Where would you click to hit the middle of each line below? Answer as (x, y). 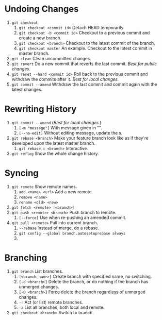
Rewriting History (40, 109)
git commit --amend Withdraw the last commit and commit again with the (84, 84)
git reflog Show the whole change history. (55, 153)
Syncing (22, 173)
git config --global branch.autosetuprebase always (72, 233)
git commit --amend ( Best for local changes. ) (57, 122)
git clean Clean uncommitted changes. (51, 58)
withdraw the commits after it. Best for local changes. (65, 79)
